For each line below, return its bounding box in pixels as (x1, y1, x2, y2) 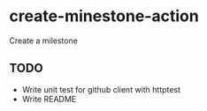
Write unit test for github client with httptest (21, 84, 181, 94)
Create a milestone (9, 35, 78, 46)
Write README (21, 93, 77, 104)
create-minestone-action (9, 6, 199, 26)
